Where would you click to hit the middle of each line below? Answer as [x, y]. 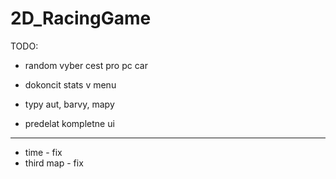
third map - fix [54, 163]
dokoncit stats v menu [70, 84]
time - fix [43, 152]
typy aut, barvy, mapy [69, 104]
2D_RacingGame [81, 18]
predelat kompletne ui [69, 123]
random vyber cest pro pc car [86, 65]
